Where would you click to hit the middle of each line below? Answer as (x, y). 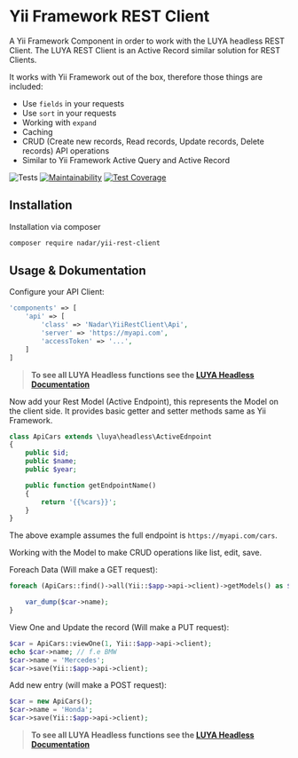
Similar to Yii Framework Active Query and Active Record (126, 160)
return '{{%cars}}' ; (79, 502)
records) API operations (66, 150)
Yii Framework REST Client (110, 16)
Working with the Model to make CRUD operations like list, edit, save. (136, 553)
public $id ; (47, 453)
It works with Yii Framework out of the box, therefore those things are (136, 76)
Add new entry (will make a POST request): (88, 685)
